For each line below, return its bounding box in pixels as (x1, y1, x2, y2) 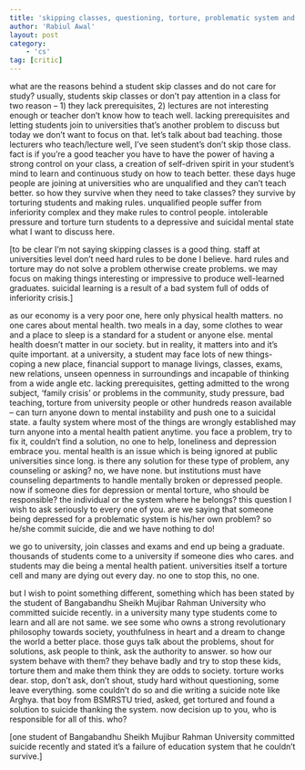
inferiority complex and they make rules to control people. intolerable (9, 207, 269, 217)
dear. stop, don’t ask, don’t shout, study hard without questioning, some (9, 675, 280, 685)
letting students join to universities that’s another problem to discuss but (9, 120, 280, 130)
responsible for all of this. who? (9, 713, 127, 724)
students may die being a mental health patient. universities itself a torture (9, 560, 288, 571)
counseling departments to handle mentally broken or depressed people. (9, 475, 283, 485)
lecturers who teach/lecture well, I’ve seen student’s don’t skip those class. (9, 139, 291, 150)
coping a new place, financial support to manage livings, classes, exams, (9, 359, 283, 369)
